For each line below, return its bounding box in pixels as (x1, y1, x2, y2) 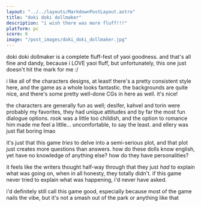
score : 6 (6, 31, 28, 37)
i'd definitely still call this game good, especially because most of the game (6, 188, 192, 195)
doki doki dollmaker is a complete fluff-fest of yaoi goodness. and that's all (6, 53, 191, 60)
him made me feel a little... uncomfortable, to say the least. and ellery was (6, 121, 189, 128)
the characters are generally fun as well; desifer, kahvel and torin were (6, 102, 181, 109)
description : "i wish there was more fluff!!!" (6, 20, 128, 26)
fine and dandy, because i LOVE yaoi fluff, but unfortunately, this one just (6, 59, 187, 67)
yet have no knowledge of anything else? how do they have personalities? (6, 152, 189, 159)
